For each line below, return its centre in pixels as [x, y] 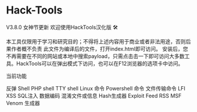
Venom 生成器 [23, 103]
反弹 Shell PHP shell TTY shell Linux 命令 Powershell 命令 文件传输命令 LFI [96, 88]
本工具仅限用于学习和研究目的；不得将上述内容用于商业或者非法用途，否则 [96, 41]
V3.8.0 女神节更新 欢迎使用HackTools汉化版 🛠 [62, 27]
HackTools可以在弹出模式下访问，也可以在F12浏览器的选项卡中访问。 [100, 63]
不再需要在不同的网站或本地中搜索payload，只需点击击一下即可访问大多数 [95, 56]
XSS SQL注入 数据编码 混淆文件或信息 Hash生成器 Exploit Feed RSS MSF [94, 96]
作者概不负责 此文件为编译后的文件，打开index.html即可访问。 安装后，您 [100, 49]
